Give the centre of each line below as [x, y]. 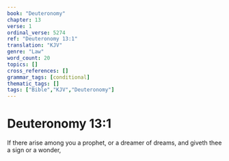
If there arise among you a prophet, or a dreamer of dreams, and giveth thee [114, 143]
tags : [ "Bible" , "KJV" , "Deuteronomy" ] [61, 90]
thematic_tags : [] [33, 84]
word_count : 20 [29, 58]
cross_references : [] [38, 71]
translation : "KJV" [35, 45]
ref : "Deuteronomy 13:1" [42, 39]
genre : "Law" [26, 52]
